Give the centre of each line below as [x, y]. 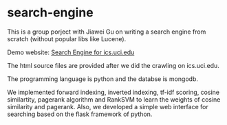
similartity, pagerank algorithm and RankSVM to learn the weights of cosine [114, 99]
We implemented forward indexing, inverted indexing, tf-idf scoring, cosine [113, 92]
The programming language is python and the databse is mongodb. [102, 79]
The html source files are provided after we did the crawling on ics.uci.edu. [113, 65]
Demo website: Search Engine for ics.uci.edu [71, 52]
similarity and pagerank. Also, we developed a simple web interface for [108, 106]
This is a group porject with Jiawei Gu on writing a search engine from [107, 32]
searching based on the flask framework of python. [80, 114]
